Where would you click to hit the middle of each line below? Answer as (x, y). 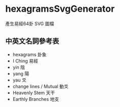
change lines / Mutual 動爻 (41, 86)
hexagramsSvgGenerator (60, 9)
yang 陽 (21, 73)
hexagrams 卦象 (30, 55)
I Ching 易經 (25, 61)
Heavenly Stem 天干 (34, 93)
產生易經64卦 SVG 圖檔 (30, 23)
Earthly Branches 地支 (36, 99)
